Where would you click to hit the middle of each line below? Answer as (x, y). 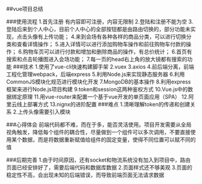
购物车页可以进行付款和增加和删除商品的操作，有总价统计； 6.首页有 (108, 52)
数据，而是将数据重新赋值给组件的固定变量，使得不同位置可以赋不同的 (109, 140)
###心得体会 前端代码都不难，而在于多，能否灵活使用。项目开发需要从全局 (99, 124)
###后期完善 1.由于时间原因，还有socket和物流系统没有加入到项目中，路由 (99, 160)
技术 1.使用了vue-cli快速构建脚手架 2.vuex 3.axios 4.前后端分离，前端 (109, 67)
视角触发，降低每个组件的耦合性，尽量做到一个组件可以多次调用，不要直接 (98, 132)
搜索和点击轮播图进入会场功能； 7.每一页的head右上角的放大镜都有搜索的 (97, 59)
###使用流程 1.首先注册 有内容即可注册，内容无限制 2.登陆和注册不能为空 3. (100, 22)
